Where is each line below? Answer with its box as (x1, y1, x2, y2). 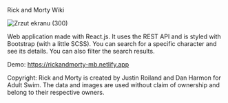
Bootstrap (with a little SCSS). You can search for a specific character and (7, 40, 217, 47)
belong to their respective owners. (7, 89, 105, 96)
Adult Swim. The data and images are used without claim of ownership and (7, 81, 220, 89)
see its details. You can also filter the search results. (7, 47, 155, 55)
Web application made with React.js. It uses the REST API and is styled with (7, 32, 222, 41)
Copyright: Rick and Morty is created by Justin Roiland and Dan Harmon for (7, 73, 222, 82)
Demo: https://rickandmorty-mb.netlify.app (7, 60, 129, 68)
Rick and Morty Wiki (7, 6, 65, 14)
